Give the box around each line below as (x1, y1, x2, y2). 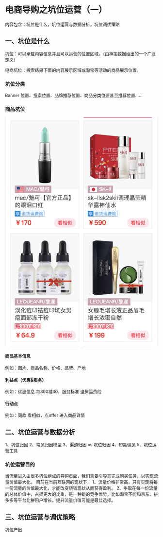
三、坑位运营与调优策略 (5, 513, 75, 521)
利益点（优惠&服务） (5, 377, 47, 383)
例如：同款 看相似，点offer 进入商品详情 (5, 412, 85, 418)
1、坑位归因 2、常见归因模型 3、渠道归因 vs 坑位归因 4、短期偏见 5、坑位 (5, 442, 153, 448)
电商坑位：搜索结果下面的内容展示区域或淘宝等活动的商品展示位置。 (5, 67, 141, 73)
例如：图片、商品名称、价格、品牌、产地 (5, 365, 86, 370)
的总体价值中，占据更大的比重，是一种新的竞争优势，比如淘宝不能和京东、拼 (5, 491, 158, 497)
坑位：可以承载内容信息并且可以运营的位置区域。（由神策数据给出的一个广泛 (5, 50, 156, 56)
